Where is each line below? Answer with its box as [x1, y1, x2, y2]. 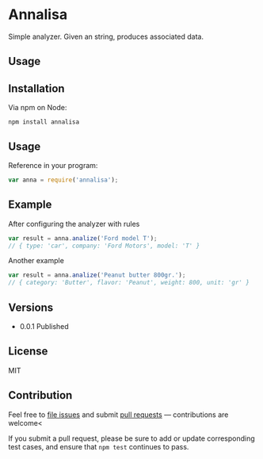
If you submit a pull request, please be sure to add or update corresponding [8, 434, 255, 443]
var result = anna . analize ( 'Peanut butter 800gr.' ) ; [8, 271, 186, 279]
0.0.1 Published [19, 321, 69, 331]
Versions [8, 300, 54, 314]
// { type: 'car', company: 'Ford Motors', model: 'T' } [8, 242, 200, 250]
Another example [8, 256, 65, 266]
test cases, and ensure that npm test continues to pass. [8, 442, 189, 451]
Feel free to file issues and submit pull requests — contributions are [8, 410, 229, 419]
